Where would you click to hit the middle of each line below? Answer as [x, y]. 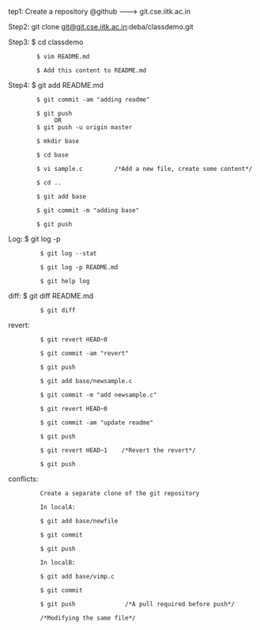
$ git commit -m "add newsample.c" [98, 395]
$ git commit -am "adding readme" [93, 100]
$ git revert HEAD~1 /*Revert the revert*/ [118, 450]
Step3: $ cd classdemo [46, 42]
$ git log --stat [68, 253]
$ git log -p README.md [79, 268]
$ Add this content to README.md [92, 70]
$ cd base [53, 155]
